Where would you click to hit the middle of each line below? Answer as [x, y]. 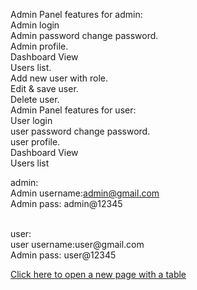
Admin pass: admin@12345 [66, 203]
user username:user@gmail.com [77, 244]
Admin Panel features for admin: [76, 14]
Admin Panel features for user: [73, 110]
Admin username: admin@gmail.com [85, 193]
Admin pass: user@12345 [63, 255]
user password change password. [80, 131]
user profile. [35, 142]
